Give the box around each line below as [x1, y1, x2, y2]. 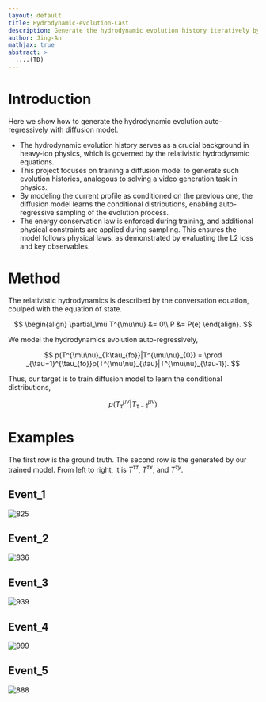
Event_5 [8, 664, 49, 677]
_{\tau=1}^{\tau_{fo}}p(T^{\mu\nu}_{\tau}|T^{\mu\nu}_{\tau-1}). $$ [25, 358, 240, 368]
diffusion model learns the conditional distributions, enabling [19, 199, 218, 209]
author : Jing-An [8, 33, 62, 42]
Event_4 [8, 620, 49, 634]
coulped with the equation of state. [8, 303, 123, 314]
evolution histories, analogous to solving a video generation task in [19, 174, 237, 183]
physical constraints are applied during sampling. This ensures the [19, 224, 237, 234]
